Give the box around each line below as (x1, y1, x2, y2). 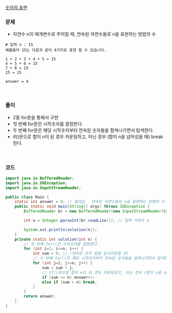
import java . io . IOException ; (5, 181, 68, 186)
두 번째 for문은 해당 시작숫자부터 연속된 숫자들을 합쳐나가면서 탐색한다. (12, 127, 155, 133)
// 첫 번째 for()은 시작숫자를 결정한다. (24, 241, 99, 247)
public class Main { (5, 194, 50, 199)
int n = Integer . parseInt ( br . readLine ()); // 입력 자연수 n (24, 218, 149, 223)
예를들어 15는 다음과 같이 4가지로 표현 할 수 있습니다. (5, 48, 106, 53)
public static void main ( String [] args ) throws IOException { (14, 204, 150, 209)
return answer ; (24, 294, 56, 299)
